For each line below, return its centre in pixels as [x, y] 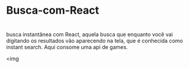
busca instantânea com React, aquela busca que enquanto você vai [90, 35]
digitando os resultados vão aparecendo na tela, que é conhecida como [95, 41]
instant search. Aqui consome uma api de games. [67, 47]
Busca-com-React [53, 10]
